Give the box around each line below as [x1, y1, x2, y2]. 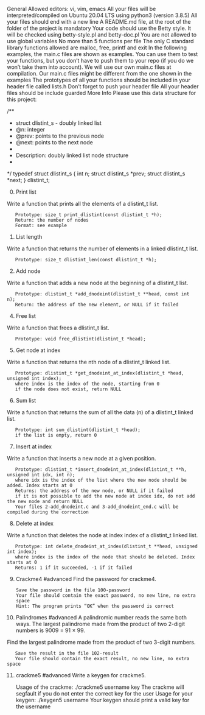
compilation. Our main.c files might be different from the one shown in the [7, 70, 192, 77]
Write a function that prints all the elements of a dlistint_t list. [7, 200, 159, 207]
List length [15, 233, 43, 240]
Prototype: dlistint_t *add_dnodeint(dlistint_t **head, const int [15, 291, 190, 297]
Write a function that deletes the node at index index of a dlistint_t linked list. [7, 532, 198, 538]
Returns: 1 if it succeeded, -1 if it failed [15, 565, 133, 571]
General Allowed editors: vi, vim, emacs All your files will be [7, 5, 156, 12]
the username [15, 703, 51, 710]
